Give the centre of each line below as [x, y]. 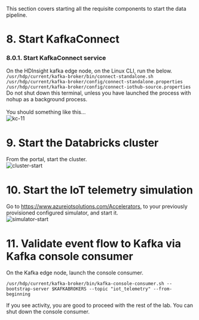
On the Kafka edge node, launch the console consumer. [75, 273]
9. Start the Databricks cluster [82, 143]
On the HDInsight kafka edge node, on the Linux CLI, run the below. [89, 71]
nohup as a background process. [47, 99]
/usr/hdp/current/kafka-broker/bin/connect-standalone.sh [80, 77]
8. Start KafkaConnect [63, 39]
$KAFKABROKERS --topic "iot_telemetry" [101, 289]
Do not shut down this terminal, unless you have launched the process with [99, 93]
